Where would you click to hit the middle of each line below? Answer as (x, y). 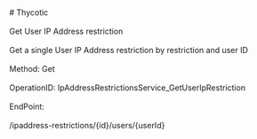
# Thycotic (29, 12)
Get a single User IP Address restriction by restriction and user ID (129, 50)
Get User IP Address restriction (66, 31)
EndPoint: (27, 106)
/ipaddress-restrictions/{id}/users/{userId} (87, 125)
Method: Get (32, 69)
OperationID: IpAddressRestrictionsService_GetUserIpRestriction (128, 88)
